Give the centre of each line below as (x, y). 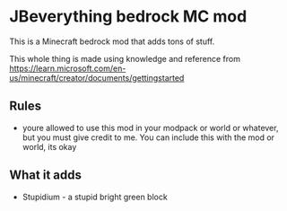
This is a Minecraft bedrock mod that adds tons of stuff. (112, 41)
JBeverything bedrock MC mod (128, 17)
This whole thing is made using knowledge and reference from (125, 58)
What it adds (46, 176)
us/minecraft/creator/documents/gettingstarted (97, 77)
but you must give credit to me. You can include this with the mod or (148, 137)
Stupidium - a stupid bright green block (95, 197)
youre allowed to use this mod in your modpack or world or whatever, (150, 127)
